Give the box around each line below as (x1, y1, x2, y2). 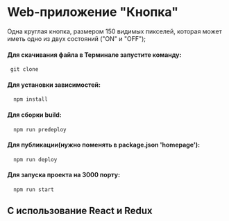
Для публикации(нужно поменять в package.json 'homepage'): (7, 140, 200, 149)
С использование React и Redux (7, 205, 153, 217)
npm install (13, 96, 49, 103)
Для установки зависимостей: (7, 81, 101, 89)
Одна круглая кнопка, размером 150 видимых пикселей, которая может (7, 27, 222, 35)
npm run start (13, 186, 54, 193)
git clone (10, 66, 39, 73)
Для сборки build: (7, 110, 62, 119)
